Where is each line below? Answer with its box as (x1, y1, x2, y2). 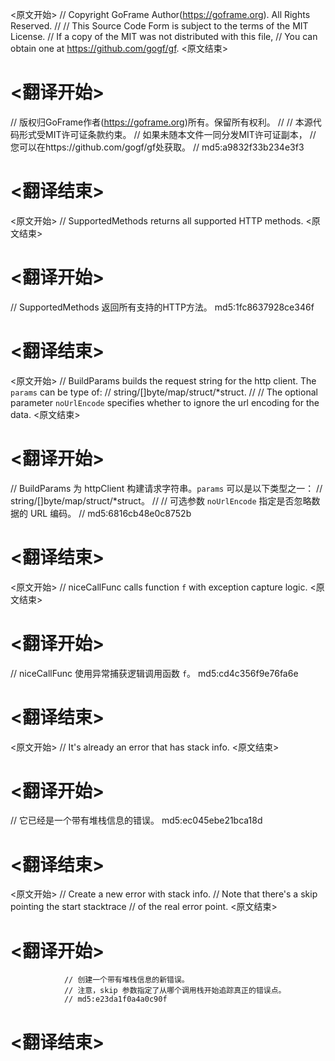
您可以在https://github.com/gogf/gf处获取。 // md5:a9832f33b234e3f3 (10, 141, 305, 153)
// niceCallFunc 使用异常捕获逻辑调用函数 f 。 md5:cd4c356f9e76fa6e (10, 667, 299, 679)
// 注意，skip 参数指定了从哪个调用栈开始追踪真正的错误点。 (63, 986, 287, 996)
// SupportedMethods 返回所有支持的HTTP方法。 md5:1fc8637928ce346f (10, 301, 315, 313)
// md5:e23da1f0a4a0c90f (63, 994, 168, 1005)
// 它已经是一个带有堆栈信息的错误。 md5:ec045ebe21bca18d (10, 814, 263, 827)
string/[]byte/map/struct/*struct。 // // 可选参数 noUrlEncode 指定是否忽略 (10, 494, 312, 507)
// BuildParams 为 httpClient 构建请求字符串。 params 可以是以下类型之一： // (10, 482, 323, 494)
